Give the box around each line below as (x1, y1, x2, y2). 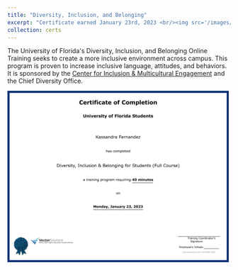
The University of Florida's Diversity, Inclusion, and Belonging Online (7, 47, 208, 55)
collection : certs (7, 26, 62, 33)
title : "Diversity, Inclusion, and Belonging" (7, 11, 147, 18)
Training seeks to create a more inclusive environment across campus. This (7, 54, 228, 63)
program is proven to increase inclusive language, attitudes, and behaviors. (7, 62, 227, 70)
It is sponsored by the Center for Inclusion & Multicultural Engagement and (7, 69, 225, 78)
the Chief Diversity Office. (7, 77, 84, 85)
